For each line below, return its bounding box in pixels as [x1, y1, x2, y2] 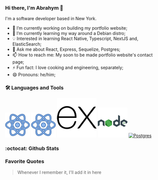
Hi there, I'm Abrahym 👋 [5, 4, 64, 11]
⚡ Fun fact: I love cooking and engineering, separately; [12, 65, 123, 71]
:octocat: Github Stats [5, 145, 59, 152]
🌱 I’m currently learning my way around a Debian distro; [12, 31, 126, 36]
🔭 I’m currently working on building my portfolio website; [12, 25, 127, 31]
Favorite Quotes [5, 158, 44, 165]
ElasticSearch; [12, 41, 42, 47]
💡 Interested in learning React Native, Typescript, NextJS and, [12, 36, 139, 41]
